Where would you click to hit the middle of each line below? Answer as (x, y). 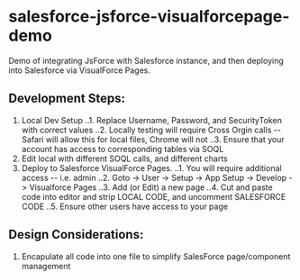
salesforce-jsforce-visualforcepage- (149, 17)
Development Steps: (67, 99)
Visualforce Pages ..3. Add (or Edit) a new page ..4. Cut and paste (151, 187)
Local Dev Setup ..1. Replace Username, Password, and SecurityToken (152, 120)
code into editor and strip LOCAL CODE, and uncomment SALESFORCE (154, 196)
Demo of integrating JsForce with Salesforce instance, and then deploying (146, 60)
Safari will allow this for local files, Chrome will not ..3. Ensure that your (153, 139)
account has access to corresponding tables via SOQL (123, 149)
